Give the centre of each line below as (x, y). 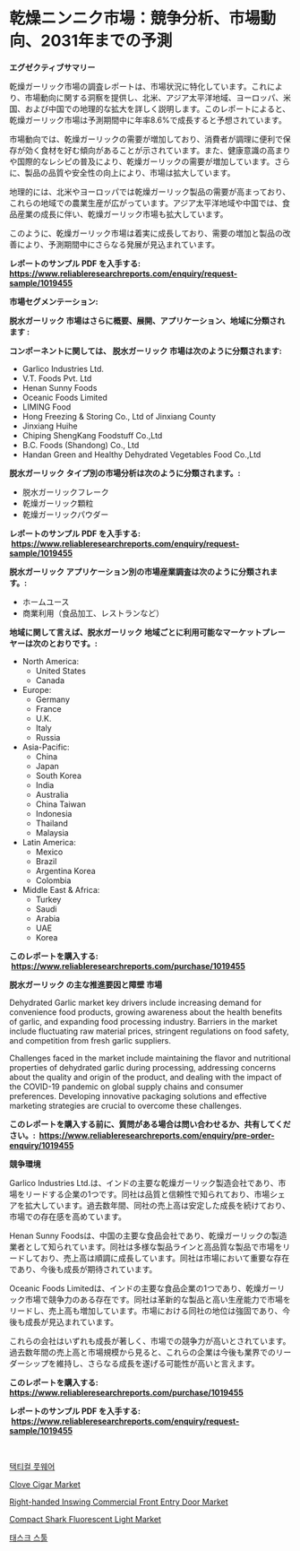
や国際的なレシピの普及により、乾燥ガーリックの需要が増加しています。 (142, 161)
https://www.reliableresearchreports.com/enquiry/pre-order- (157, 1135)
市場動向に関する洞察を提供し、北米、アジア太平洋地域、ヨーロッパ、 (154, 97)
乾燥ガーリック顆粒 (58, 503)
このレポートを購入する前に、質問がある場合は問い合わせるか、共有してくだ (150, 1124)
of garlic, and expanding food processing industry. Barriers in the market (143, 1021)
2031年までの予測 (107, 41)
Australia (52, 794)
